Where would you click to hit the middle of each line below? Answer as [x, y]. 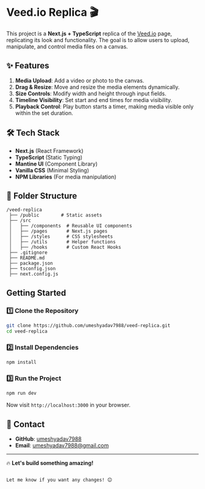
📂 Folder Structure [42, 196]
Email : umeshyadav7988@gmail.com [62, 445]
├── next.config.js [34, 274]
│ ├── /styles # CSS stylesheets [61, 237]
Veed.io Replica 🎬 [52, 13]
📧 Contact [26, 424]
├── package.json [31, 263]
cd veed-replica [27, 331]
